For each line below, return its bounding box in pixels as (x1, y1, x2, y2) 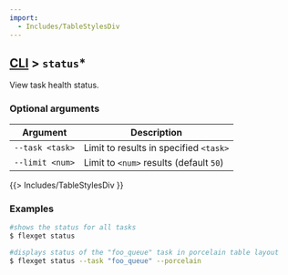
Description (130, 126, 183, 138)
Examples (9, 202, 55, 215)
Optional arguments (9, 102, 100, 115)
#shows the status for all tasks (9, 222, 137, 232)
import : (9, 13, 39, 23)
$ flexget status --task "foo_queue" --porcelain (9, 256, 202, 265)
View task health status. (9, 79, 99, 91)
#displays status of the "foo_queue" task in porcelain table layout (9, 248, 280, 257)
